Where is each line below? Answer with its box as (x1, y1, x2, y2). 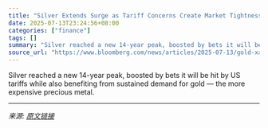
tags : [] (8, 33, 37, 42)
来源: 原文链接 (8, 111, 54, 120)
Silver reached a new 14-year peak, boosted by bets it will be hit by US (8, 71, 241, 80)
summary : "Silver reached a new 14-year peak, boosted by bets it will (8, 41, 251, 49)
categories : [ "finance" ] (8, 26, 91, 34)
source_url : (8, 48, 48, 56)
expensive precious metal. (8, 87, 95, 96)
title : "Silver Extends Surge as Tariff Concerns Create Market (8, 11, 227, 20)
